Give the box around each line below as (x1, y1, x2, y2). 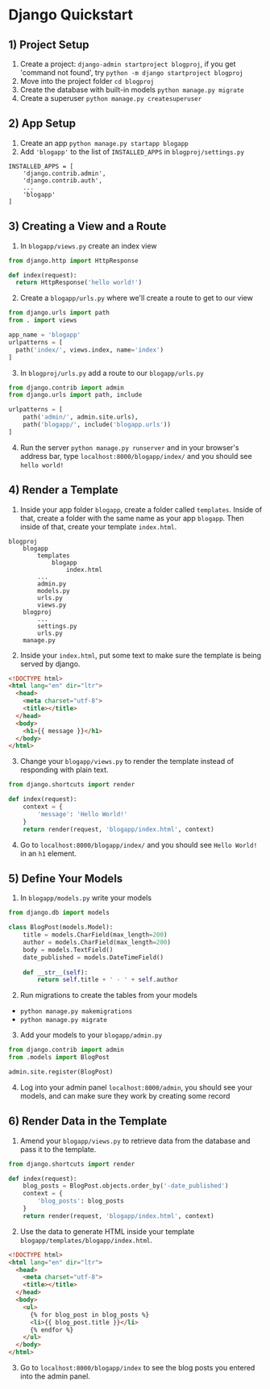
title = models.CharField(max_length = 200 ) (23, 931, 168, 939)
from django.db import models (8, 909, 110, 917)
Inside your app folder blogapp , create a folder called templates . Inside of (19, 504, 263, 514)
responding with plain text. (19, 765, 109, 775)
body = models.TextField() (23, 945, 114, 953)
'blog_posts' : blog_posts (37, 1197, 125, 1205)
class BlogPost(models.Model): (8, 924, 114, 932)
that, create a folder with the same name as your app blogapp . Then (19, 513, 244, 523)
